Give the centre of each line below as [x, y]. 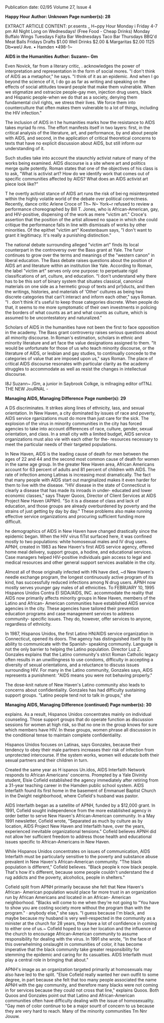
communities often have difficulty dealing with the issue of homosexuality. [80, 1001]
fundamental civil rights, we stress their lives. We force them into [70, 102]
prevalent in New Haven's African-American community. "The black [73, 862]
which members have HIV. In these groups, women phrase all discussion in [81, 730]
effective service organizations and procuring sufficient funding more [75, 516]
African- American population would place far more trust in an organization [81, 892]
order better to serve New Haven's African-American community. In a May [80, 816]
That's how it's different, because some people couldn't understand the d [79, 872]
